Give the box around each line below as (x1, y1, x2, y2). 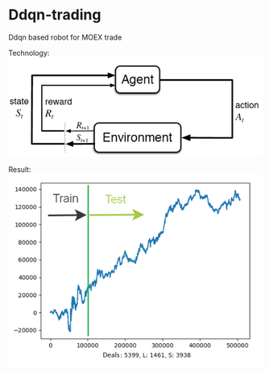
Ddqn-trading (8, 6, 101, 24)
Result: (8, 165, 31, 174)
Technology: (8, 48, 50, 57)
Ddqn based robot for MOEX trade (8, 32, 122, 42)
